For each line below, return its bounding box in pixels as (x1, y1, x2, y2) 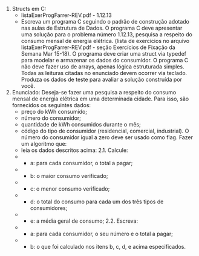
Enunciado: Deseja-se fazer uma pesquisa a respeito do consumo (11, 89, 177, 96)
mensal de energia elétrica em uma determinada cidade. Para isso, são (11, 95, 189, 102)
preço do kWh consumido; (21, 108, 88, 115)
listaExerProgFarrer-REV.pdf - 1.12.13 (21, 11, 112, 19)
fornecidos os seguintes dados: (11, 102, 91, 108)
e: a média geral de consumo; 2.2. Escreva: (30, 217, 139, 225)
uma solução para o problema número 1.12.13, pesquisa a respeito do (21, 31, 192, 38)
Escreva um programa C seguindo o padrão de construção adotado (21, 18, 189, 25)
